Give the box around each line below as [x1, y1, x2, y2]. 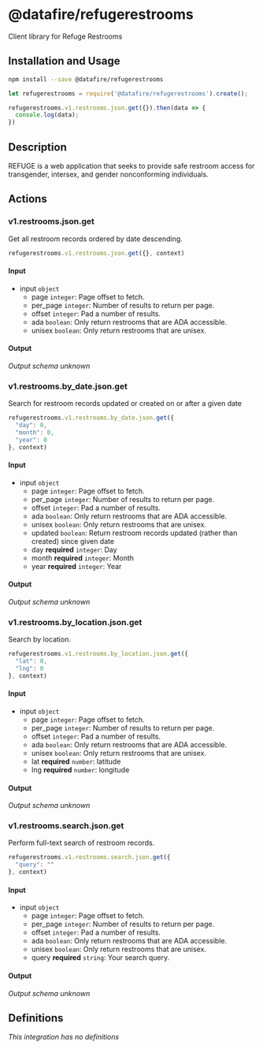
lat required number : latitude [31, 757, 121, 766]
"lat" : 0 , [15, 657, 47, 665]
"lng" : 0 [15, 664, 44, 673]
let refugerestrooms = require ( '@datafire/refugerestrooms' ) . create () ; [8, 89, 248, 98]
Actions [8, 192, 47, 206]
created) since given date [31, 536, 115, 545]
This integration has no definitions [8, 1032, 120, 1042]
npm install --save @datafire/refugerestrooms [8, 75, 164, 84]
